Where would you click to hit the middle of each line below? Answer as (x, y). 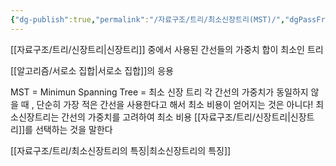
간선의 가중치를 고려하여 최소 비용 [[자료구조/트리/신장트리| (176, 117)
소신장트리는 (35, 117)
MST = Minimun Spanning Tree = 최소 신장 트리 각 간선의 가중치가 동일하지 (159, 92)
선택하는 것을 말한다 (73, 129)
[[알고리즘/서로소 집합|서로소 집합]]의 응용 (92, 70)
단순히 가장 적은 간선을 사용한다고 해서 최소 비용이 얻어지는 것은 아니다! (175, 104)
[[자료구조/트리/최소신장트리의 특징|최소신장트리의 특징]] (121, 150)
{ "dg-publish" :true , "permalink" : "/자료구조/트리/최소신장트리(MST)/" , (148, 19)
